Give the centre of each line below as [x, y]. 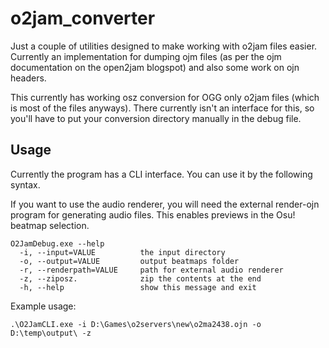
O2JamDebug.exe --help [57, 243]
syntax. [25, 184]
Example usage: [43, 306]
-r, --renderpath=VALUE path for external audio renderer [151, 270]
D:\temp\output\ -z [51, 333]
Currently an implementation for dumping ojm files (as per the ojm [146, 56]
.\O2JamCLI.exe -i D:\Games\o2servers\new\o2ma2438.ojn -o [136, 324]
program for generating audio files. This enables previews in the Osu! [153, 214]
